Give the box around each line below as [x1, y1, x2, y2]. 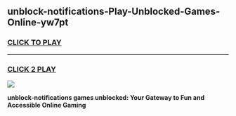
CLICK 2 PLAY [7, 64, 56, 74]
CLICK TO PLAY [7, 38, 62, 48]
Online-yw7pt [7, 17, 69, 29]
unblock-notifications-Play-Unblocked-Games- [7, 6, 221, 18]
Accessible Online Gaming [7, 101, 86, 109]
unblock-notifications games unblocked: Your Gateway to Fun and [7, 93, 205, 101]
